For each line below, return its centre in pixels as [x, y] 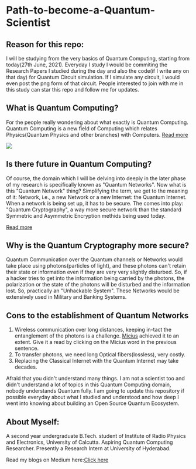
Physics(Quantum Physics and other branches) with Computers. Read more [97, 134]
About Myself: [33, 422]
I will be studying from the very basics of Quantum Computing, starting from [98, 58]
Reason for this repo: [45, 44]
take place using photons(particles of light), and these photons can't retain [96, 266]
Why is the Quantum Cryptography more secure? [97, 246]
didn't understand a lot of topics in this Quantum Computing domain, [89, 384]
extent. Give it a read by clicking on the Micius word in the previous [95, 342]
